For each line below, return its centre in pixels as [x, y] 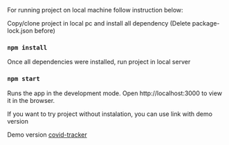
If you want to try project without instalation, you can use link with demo [110, 114]
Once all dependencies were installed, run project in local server [99, 62]
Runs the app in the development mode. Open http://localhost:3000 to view [115, 93]
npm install [27, 47]
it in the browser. [31, 100]
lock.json [20, 31]
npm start [24, 79]
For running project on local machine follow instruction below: [95, 10]
